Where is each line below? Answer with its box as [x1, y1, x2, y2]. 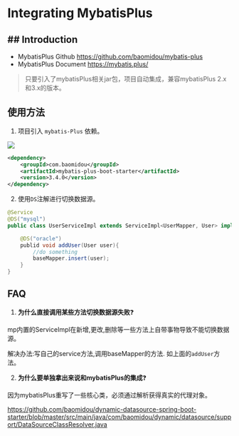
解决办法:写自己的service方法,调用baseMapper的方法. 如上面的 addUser [7, 349, 214, 358]
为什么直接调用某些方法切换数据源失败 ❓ [17, 308, 134, 316]
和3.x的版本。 [24, 83, 65, 92]
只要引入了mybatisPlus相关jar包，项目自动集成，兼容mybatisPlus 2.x [24, 75, 227, 83]
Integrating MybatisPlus [7, 5, 153, 21]
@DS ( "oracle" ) [20, 235, 62, 242]
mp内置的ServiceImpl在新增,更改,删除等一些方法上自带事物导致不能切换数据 [7, 325, 230, 333]
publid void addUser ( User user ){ [20, 241, 119, 249]
